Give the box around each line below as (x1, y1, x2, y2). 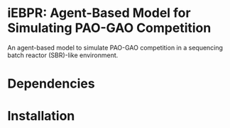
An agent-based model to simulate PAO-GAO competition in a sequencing (7, 43, 224, 52)
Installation (7, 108, 75, 124)
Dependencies (7, 76, 95, 92)
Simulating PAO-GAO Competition (7, 20, 212, 36)
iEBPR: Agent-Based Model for (7, 5, 191, 21)
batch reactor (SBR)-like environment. (7, 51, 119, 59)
